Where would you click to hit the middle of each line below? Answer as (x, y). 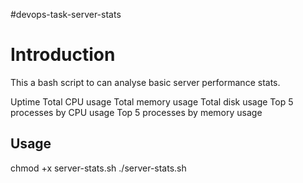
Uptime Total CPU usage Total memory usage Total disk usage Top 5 (152, 101)
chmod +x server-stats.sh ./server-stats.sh (98, 168)
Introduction (63, 55)
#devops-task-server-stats (66, 14)
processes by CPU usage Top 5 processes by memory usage (136, 112)
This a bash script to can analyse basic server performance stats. (145, 82)
